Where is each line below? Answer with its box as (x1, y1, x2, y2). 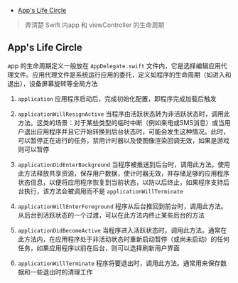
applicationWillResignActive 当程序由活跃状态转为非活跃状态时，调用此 (17, 110, 231, 118)
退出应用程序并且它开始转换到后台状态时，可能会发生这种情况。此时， (23, 127, 229, 136)
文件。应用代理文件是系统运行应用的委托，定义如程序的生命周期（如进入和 (13, 70, 232, 79)
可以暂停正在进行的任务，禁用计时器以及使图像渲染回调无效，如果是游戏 (17, 136, 229, 144)
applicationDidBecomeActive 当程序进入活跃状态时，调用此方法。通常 (17, 225, 221, 234)
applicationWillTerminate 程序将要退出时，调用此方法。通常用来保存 (17, 259, 221, 267)
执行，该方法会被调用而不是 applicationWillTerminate (23, 186, 183, 195)
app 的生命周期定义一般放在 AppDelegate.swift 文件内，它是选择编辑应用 (7, 61, 222, 70)
